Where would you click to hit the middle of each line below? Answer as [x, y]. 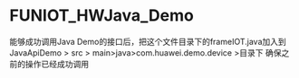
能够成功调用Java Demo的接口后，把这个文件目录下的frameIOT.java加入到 [148, 41]
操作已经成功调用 [57, 64]
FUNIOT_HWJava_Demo [102, 16]
